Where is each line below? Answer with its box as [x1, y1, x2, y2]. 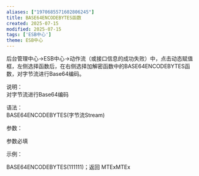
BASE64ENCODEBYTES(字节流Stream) [6, 111, 105, 119]
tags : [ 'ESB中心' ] [6, 32, 51, 38]
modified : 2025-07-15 [6, 26, 62, 32]
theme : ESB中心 [6, 37, 43, 43]
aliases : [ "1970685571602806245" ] [6, 9, 95, 15]
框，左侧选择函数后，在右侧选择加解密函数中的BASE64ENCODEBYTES [6, 62, 185, 70]
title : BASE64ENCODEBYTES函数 [6, 15, 81, 21]
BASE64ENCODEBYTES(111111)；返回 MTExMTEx [6, 163, 130, 170]
